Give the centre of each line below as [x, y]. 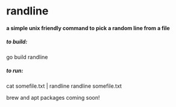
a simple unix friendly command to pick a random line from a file [88, 28]
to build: [17, 42]
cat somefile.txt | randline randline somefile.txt [64, 86]
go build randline [27, 57]
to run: [15, 71]
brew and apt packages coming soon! [53, 97]
